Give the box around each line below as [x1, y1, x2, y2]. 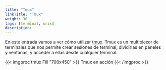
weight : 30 [5, 16, 28, 21]
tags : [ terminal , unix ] [5, 21, 55, 26]
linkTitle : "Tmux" [5, 12, 43, 17]
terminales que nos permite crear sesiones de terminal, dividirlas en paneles [5, 44, 161, 50]
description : [5, 26, 32, 31]
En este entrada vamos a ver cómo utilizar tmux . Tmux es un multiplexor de [5, 39, 159, 45]
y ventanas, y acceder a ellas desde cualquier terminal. [5, 50, 118, 56]
